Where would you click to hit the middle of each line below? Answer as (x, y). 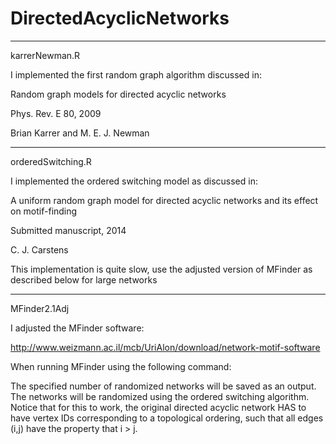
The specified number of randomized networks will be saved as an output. (163, 386)
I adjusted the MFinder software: (77, 328)
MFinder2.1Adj (40, 308)
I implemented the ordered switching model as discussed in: (134, 181)
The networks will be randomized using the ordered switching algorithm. (160, 396)
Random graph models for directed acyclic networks (118, 94)
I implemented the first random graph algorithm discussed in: (136, 74)
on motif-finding (44, 211)
